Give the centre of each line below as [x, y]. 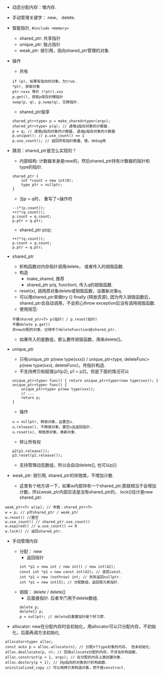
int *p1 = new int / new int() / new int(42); [67, 567]
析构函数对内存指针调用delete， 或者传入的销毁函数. [72, 266]
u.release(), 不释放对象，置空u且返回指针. [52, 427]
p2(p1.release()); [31, 451]
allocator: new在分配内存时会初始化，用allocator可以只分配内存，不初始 [84, 626]
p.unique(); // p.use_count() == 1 [48, 136]
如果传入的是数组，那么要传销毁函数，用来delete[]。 [72, 339]
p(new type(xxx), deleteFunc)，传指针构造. [62, 365]
